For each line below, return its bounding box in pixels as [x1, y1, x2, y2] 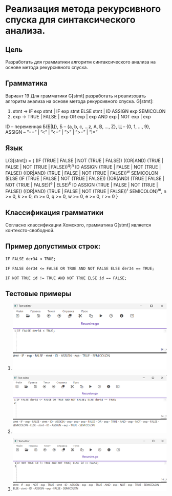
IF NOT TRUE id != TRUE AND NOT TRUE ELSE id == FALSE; [5, 275, 127, 281]
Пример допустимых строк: [5, 242, 101, 251]
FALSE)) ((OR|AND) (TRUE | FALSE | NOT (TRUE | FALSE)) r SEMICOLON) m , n [5, 187, 166, 194]
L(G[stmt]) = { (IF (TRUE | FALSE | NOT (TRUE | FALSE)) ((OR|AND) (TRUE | [5, 157, 164, 163]
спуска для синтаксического [5, 14, 136, 26]
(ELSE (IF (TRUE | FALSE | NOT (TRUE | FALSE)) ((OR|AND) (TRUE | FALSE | [5, 175, 165, 181]
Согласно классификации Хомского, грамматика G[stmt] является [5, 222, 152, 228]
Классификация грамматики [5, 208, 104, 217]
